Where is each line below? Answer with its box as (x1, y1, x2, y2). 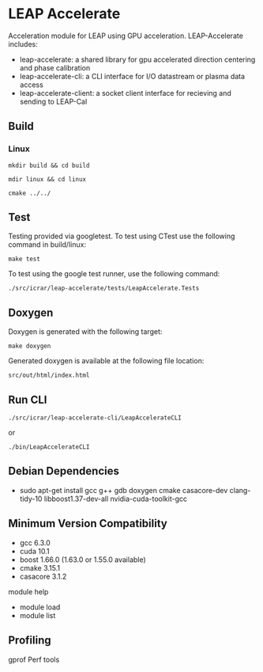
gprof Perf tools (8, 655, 60, 664)
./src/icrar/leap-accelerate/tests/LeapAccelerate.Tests (8, 284, 200, 293)
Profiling (8, 634, 51, 647)
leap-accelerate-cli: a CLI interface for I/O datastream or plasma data (19, 71, 246, 81)
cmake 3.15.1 (19, 563, 61, 572)
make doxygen (8, 342, 51, 351)
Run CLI (8, 393, 47, 406)
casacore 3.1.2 (19, 571, 67, 581)
